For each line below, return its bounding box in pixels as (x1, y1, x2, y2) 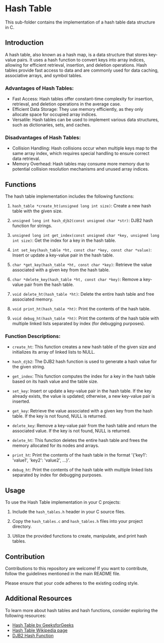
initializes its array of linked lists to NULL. (12, 349, 95, 355)
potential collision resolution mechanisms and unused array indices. (12, 166, 149, 172)
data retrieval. (12, 155, 41, 162)
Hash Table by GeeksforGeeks (12, 622, 74, 628)
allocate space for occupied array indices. (12, 111, 97, 118)
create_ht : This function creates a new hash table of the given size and (12, 344, 156, 350)
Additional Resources (5, 594, 72, 603)
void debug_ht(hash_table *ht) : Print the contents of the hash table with (12, 315, 159, 321)
